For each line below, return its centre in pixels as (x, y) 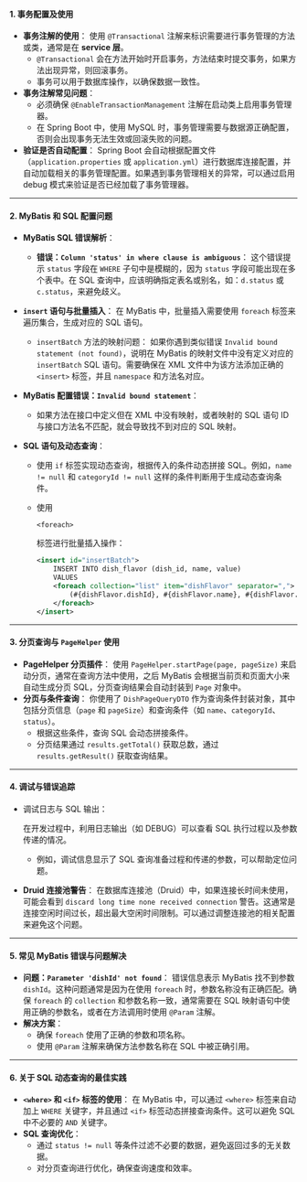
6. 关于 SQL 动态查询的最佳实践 (68, 1077)
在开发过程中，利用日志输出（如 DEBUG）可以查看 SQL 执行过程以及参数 (160, 828)
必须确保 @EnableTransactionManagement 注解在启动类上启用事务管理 (164, 104)
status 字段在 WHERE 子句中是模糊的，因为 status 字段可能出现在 (167, 269)
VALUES (66, 578)
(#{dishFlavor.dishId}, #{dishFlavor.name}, (155, 595)
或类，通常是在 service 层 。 (75, 48)
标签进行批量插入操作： (80, 543)
